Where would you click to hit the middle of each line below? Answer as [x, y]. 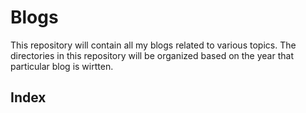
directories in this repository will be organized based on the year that [152, 55]
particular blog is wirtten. [62, 66]
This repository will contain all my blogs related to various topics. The [153, 45]
